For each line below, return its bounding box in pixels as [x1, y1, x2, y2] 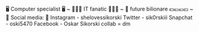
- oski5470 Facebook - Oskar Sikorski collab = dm [5, 20, 131, 27]
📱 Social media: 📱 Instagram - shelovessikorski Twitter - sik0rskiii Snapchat [5, 14, 193, 21]
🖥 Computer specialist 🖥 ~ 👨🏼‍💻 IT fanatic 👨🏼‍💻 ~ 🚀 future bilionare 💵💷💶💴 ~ [5, 5, 194, 12]
